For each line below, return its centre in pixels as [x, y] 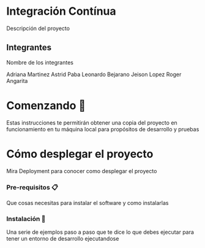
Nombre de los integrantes [40, 62]
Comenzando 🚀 [46, 105]
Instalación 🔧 [26, 219]
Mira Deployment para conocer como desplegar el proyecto [82, 171]
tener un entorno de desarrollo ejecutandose [63, 239]
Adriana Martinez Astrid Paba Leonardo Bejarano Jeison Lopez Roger [94, 74]
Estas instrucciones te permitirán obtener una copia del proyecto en [92, 122]
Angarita [17, 80]
